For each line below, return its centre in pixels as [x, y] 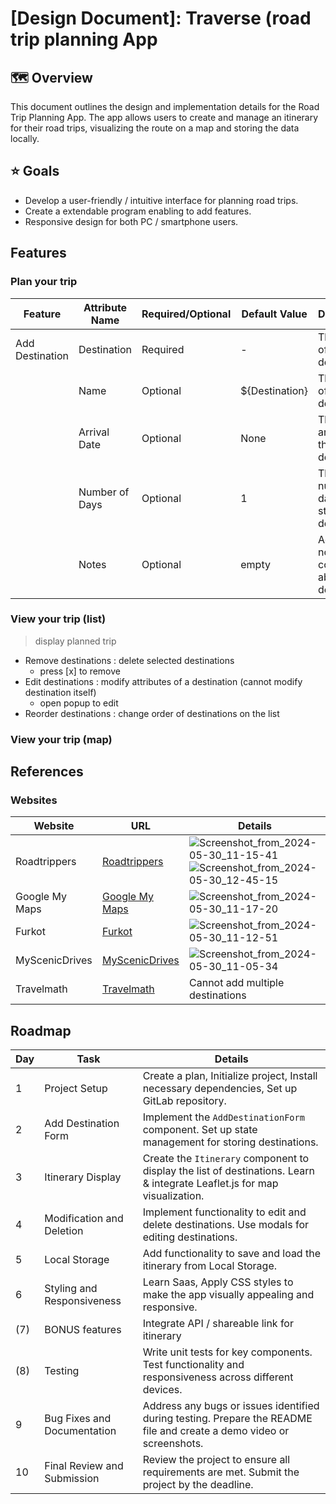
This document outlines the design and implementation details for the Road [165, 106]
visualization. [173, 1196]
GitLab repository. [184, 1101]
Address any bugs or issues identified [231, 1406]
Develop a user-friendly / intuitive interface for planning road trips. [161, 200]
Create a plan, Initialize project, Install [230, 1076]
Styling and [71, 1289]
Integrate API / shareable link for [218, 1324]
